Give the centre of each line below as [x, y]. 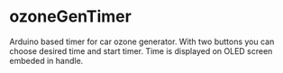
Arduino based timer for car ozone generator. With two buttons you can [142, 41]
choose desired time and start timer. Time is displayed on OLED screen [141, 50]
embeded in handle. [46, 60]
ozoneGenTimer [71, 17]
